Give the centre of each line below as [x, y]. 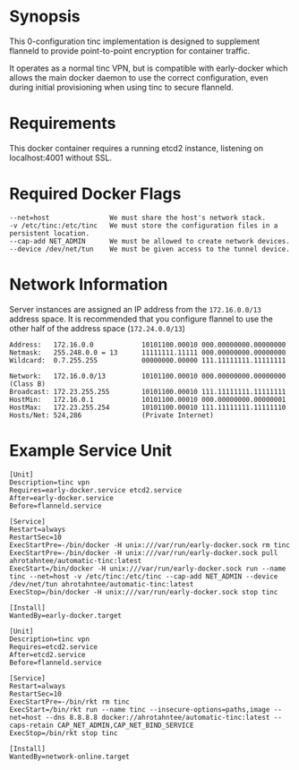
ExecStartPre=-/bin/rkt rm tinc [69, 702]
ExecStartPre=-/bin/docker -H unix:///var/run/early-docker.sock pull [144, 552]
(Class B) [28, 384]
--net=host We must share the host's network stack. [138, 218]
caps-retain [31, 725]
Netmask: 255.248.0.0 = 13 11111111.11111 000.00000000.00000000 [148, 352]
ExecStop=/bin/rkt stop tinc [64, 733]
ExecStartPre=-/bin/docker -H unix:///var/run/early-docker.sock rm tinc [150, 545]
